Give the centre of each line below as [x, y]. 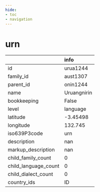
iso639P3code [25, 133]
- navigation [19, 19]
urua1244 [76, 68]
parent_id [19, 85]
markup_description [31, 150]
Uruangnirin [78, 93]
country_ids [21, 182]
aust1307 [76, 77]
